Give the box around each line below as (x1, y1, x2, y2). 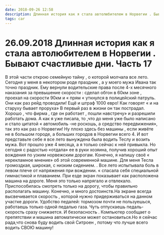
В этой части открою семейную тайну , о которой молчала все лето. (5, 74, 149, 80)
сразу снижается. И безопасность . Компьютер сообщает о (25, 209, 151, 215)
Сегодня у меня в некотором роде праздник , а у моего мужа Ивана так (5, 79, 156, 85)
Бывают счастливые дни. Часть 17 (5, 58, 152, 69)
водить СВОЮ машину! (5, 225, 54, 231)
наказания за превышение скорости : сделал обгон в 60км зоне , (5, 90, 142, 96)
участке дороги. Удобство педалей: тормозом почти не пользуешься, (5, 199, 151, 205)
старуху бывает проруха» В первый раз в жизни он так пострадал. (5, 106, 145, 111)
